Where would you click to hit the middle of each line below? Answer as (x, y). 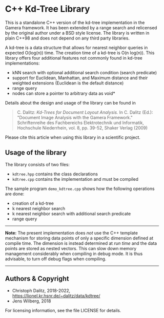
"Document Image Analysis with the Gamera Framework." (75, 117)
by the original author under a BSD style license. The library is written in (77, 33)
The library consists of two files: (37, 164)
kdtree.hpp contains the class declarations (55, 174)
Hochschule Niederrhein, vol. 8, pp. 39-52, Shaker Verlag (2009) (82, 127)
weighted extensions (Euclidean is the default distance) (68, 83)
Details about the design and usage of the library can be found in (70, 103)
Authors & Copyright (37, 279)
